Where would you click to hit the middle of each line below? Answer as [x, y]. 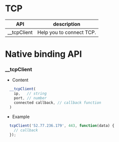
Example [21, 117]
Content [20, 80]
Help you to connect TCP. [67, 32]
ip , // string [30, 94]
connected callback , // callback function [58, 103]
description [67, 24]
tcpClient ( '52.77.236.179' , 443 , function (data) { [62, 125]
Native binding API [43, 54]
